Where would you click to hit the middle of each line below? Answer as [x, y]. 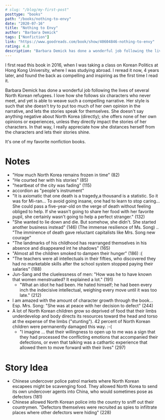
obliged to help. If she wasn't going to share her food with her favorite [83, 212]
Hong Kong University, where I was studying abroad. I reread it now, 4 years [82, 70]
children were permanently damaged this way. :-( [62, 327]
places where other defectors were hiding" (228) [62, 413]
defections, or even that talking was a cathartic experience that [83, 342]
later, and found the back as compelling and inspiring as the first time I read [82, 75]
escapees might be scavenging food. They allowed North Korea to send [85, 387]
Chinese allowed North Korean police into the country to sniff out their [83, 402]
